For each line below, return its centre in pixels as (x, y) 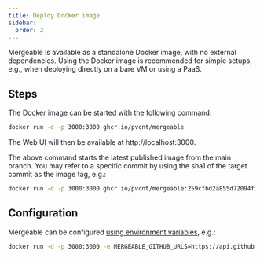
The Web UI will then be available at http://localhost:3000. (102, 142)
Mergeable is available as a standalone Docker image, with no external (123, 53)
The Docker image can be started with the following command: (110, 113)
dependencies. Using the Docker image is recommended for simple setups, (130, 61)
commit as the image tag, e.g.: (57, 175)
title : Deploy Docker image (54, 15)
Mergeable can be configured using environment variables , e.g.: (112, 232)
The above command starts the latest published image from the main (120, 157)
